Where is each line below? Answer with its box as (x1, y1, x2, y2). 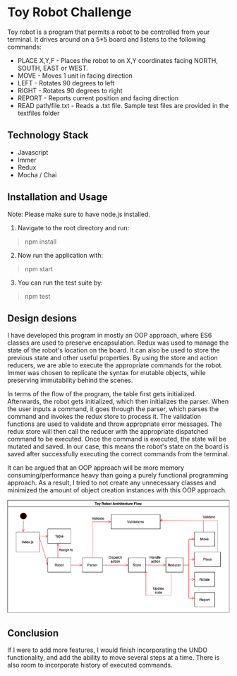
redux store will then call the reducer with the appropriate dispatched (7, 427, 209, 436)
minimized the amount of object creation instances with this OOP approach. (7, 486, 227, 494)
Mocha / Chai (17, 170, 57, 179)
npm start (24, 264, 53, 273)
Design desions (7, 312, 78, 324)
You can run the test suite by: (17, 278, 104, 287)
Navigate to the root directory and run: (17, 223, 130, 232)
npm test (24, 292, 51, 300)
